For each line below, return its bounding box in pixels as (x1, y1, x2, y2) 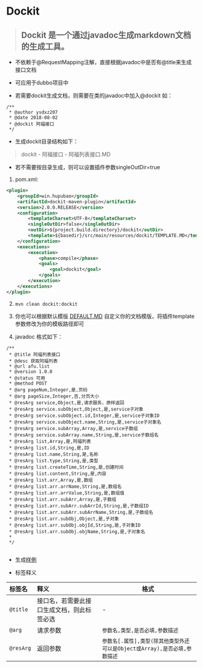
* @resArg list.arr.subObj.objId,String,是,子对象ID (8, 522, 141, 528)
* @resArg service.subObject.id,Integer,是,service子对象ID (8, 413, 160, 419)
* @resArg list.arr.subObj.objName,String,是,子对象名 (8, 528, 146, 535)
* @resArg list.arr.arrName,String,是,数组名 (8, 484, 122, 490)
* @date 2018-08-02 (8, 115, 59, 121)
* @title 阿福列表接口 (8, 351, 60, 357)
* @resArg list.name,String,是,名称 (8, 451, 98, 457)
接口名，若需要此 (37, 596, 86, 605)
